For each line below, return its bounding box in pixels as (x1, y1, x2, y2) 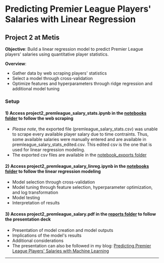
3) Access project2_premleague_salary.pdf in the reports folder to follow (5, 211, 156, 217)
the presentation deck (5, 216, 51, 222)
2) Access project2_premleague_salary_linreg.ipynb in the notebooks (5, 163, 149, 169)
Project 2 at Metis (5, 33, 60, 41)
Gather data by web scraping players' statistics (12, 70, 107, 76)
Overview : (5, 61, 27, 66)
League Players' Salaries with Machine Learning (12, 248, 109, 254)
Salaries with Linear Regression (5, 14, 136, 25)
